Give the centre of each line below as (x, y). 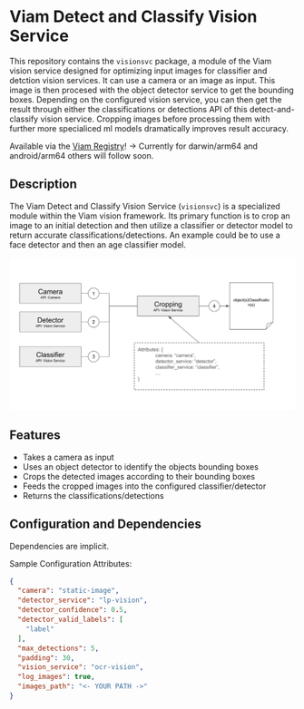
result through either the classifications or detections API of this (128, 109)
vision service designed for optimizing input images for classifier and (138, 71)
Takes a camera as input (69, 457)
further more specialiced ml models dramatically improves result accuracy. (149, 128)
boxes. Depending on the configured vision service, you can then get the (146, 99)
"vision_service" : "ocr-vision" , (81, 667)
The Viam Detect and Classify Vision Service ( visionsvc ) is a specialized (145, 206)
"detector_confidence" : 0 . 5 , (73, 610)
